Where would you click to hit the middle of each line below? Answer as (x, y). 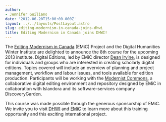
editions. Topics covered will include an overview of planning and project (80, 68)
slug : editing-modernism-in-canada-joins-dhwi (54, 28)
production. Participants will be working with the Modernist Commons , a (79, 78)
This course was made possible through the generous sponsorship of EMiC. (83, 103)
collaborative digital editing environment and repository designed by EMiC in (83, 83)
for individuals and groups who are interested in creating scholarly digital (80, 62)
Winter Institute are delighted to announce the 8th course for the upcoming (82, 52)
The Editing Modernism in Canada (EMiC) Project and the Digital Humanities (83, 47)
